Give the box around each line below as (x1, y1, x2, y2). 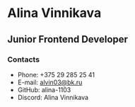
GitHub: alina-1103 (17, 85, 71, 94)
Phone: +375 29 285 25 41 (17, 70, 95, 79)
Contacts (7, 55, 40, 64)
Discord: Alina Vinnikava (17, 93, 89, 101)
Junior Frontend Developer (7, 33, 129, 45)
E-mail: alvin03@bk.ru (17, 78, 83, 86)
